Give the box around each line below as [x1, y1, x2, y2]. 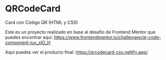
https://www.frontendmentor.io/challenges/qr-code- [54, 34, 162, 40]
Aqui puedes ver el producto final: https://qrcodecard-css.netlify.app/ [5, 49, 148, 55]
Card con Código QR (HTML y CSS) [5, 19, 78, 25]
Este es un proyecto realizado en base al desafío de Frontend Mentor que [5, 29, 156, 35]
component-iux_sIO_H [5, 39, 51, 45]
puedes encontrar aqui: [5, 34, 53, 40]
